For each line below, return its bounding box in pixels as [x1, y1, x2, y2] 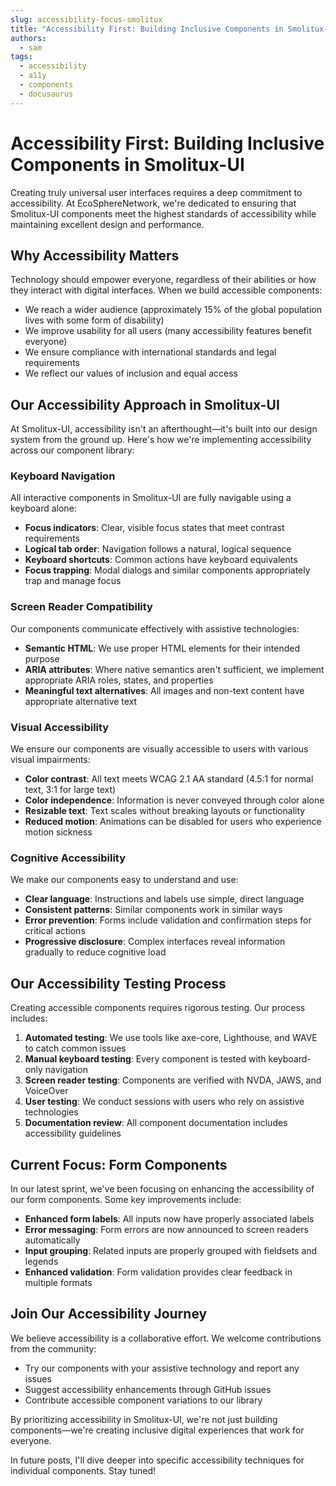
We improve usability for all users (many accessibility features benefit [24, 325, 312, 337]
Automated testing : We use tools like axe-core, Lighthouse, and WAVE [24, 1032, 318, 1044]
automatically [24, 1234, 81, 1246]
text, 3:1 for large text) [24, 784, 117, 796]
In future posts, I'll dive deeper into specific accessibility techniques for [10, 1454, 305, 1466]
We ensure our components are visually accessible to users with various [10, 743, 309, 755]
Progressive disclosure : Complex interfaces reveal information [24, 936, 286, 948]
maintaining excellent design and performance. [10, 218, 205, 230]
